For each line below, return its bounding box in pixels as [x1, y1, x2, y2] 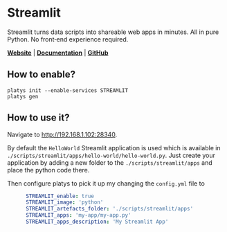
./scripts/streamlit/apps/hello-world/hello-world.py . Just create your [7, 151, 216, 159]
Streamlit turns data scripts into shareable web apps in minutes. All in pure [7, 28, 219, 36]
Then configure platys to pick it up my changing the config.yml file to [7, 179, 206, 188]
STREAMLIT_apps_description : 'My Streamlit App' [25, 218, 169, 226]
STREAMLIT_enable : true [25, 193, 95, 199]
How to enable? [7, 69, 76, 80]
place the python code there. [7, 166, 90, 174]
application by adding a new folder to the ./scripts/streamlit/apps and [7, 158, 212, 167]
